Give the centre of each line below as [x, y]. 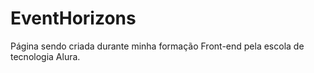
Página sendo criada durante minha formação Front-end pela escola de [157, 46]
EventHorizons [73, 18]
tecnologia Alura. [45, 56]
